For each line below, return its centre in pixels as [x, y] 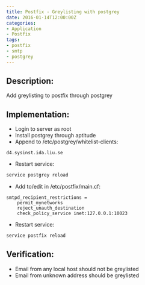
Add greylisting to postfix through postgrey [60, 96]
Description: [30, 81]
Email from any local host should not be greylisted [77, 269]
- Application [24, 29]
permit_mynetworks [40, 203]
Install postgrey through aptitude [55, 136]
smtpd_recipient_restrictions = [47, 198]
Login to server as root [43, 129]
